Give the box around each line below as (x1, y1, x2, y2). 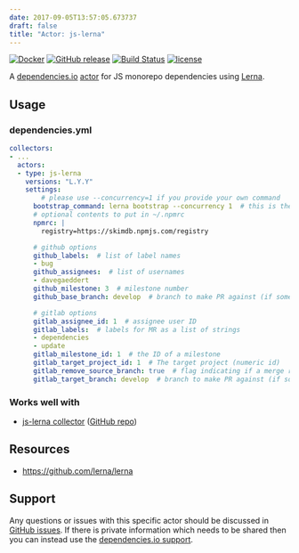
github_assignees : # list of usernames (32, 268, 185, 277)
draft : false (9, 21, 58, 30)
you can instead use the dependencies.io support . (9, 533, 194, 544)
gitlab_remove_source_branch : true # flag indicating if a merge (32, 366, 285, 375)
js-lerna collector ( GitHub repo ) (21, 416, 138, 427)
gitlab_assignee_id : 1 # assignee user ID (32, 317, 198, 326)
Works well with (9, 395, 80, 408)
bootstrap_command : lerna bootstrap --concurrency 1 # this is (32, 202, 277, 211)
